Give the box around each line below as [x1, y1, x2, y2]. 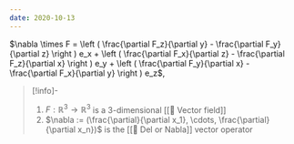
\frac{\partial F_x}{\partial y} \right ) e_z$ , [9, 67, 166, 78]
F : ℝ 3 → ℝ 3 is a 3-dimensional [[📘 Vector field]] [45, 102, 227, 115]
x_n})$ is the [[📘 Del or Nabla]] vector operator [76, 124, 253, 135]
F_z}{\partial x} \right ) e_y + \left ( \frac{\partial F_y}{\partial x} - [9, 57, 250, 68]
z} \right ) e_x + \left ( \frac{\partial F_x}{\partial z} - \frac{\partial [41, 47, 285, 59]
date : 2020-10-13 [9, 13, 76, 23]
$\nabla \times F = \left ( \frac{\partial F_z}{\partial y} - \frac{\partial [9, 38, 264, 49]
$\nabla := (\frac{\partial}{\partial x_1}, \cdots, [45, 115, 217, 126]
